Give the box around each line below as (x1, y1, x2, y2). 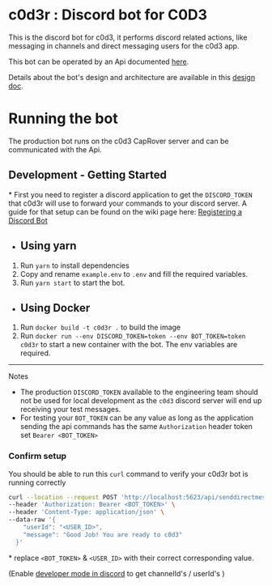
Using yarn (19, 239, 77, 253)
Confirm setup (8, 451, 67, 462)
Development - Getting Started (8, 168, 168, 182)
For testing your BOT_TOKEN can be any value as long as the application (19, 413, 254, 423)
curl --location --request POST (8, 493, 117, 501)
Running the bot (8, 109, 119, 128)
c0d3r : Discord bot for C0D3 (8, 6, 208, 24)
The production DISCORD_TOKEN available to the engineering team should (19, 387, 259, 397)
